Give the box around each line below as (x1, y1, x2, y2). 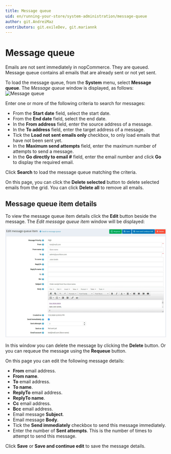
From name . (12, 373, 39, 379)
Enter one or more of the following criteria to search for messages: (5, 100, 145, 107)
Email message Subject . (12, 411, 64, 418)
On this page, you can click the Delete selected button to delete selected (5, 179, 159, 185)
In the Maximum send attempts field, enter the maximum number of (12, 143, 157, 149)
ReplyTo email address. (12, 389, 63, 396)
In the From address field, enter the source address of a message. (12, 121, 153, 128)
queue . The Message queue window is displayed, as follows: (5, 85, 134, 91)
